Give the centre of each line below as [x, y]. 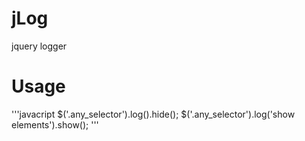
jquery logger [39, 46]
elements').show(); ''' [55, 124]
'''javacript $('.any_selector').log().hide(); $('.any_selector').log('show [153, 114]
